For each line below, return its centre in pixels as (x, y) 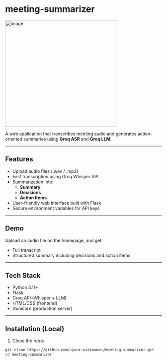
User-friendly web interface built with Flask (57, 203)
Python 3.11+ (25, 288)
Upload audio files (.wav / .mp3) (45, 171)
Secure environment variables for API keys (56, 208)
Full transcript (26, 250)
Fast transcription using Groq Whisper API (55, 176)
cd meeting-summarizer (29, 355)
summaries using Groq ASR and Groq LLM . (67, 139)
